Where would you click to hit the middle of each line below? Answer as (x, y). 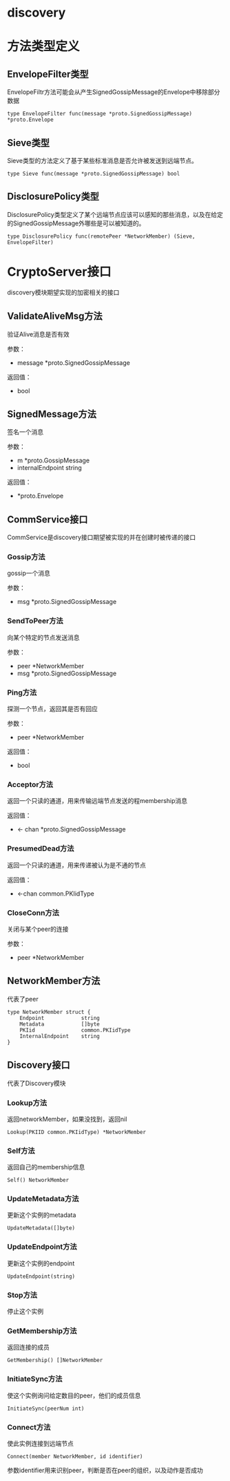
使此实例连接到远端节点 (40, 1443)
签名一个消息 (25, 432)
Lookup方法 (27, 1102)
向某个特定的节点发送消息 (43, 637)
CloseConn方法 (33, 912)
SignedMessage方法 (52, 414)
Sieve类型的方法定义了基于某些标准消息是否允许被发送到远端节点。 (103, 161)
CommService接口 (48, 519)
